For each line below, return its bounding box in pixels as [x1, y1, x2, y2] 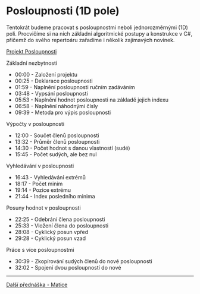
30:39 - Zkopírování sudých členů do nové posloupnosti [14, 257, 153, 265]
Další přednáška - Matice [6, 281, 68, 288]
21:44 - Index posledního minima [14, 192, 95, 200]
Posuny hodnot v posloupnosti [6, 204, 82, 211]
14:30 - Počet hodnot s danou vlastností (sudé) [14, 144, 130, 151]
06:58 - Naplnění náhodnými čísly [14, 102, 98, 109]
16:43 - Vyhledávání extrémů [14, 173, 86, 181]
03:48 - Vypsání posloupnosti [14, 90, 88, 97]
